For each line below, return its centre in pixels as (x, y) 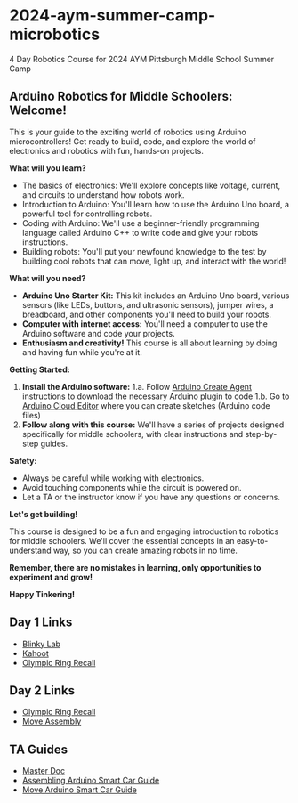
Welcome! (38, 111)
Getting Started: (40, 369)
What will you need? (48, 278)
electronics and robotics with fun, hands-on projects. (107, 150)
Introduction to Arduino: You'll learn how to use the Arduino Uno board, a (156, 204)
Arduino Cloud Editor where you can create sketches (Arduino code (146, 405)
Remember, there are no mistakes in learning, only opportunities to (135, 567)
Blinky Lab (41, 644)
